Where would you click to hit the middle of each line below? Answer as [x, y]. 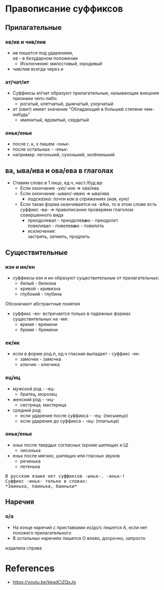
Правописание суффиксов [64, 9]
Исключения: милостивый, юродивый [61, 63]
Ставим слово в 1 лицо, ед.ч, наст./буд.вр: [58, 183]
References [30, 568]
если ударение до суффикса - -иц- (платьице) [70, 421]
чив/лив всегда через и [38, 69]
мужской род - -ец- [34, 389]
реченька [30, 461]
